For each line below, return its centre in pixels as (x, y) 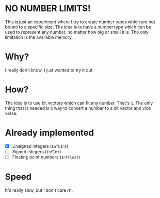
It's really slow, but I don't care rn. (39, 190)
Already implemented (49, 133)
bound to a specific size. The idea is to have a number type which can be (78, 27)
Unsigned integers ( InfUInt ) (40, 146)
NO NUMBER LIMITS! (48, 8)
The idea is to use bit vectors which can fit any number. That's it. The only (79, 103)
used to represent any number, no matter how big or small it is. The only (77, 32)
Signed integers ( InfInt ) (37, 151)
